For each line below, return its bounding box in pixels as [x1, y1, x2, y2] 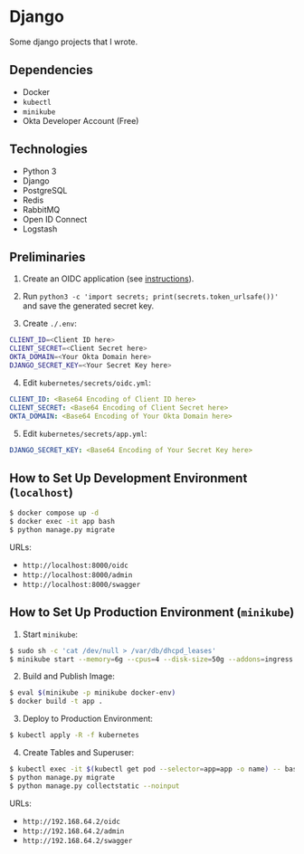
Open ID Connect [22, 213, 88, 224]
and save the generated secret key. [22, 300, 155, 311]
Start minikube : [22, 629, 79, 640]
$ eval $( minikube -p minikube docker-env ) [9, 688, 176, 697]
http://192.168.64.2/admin [22, 826, 125, 836]
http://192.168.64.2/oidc [22, 817, 120, 826]
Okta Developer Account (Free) [22, 115, 139, 126]
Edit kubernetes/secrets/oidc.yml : [22, 377, 152, 388]
